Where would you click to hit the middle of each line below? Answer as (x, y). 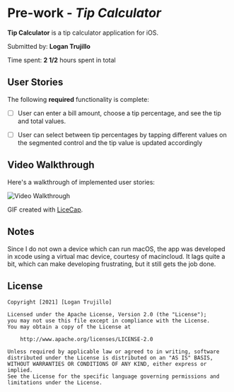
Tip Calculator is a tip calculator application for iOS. (83, 33)
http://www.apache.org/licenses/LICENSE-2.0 (87, 340)
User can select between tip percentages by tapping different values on (122, 134)
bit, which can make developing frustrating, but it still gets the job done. (112, 264)
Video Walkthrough (51, 165)
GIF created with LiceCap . (45, 209)
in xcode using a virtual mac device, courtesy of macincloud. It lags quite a (116, 256)
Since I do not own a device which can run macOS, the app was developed (116, 248)
